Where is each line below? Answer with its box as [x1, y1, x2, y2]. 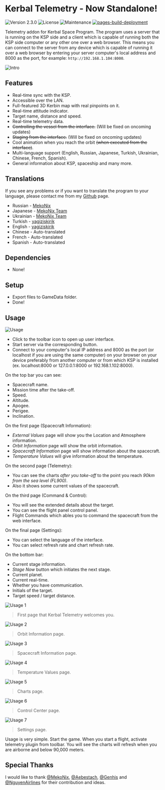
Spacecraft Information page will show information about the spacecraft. [12, 448, 161, 454]
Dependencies [5, 253, 51, 262]
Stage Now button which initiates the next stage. [12, 566, 111, 572]
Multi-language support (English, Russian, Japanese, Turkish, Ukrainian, [12, 150, 159, 156]
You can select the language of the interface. [12, 537, 104, 543]
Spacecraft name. [12, 382, 49, 388]
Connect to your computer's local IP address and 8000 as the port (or [12, 347, 154, 353]
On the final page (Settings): [5, 527, 63, 533]
